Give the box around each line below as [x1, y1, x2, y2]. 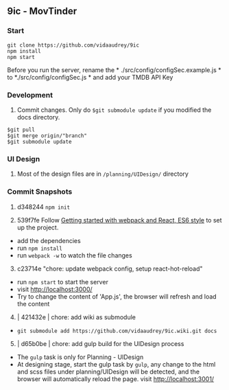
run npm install [16, 244, 63, 252]
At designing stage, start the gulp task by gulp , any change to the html [16, 360, 216, 368]
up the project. [16, 223, 59, 231]
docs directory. [16, 113, 60, 121]
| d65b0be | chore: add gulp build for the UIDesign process [16, 339, 184, 347]
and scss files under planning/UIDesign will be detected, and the [16, 367, 200, 376]
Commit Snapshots [7, 187, 73, 196]
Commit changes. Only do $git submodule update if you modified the [16, 106, 212, 114]
